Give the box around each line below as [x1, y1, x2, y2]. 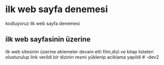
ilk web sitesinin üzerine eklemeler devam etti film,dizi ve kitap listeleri [5, 48, 154, 54]
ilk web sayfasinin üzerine [5, 35, 91, 44]
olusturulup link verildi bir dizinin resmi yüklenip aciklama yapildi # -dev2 [5, 54, 159, 60]
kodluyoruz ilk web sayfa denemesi [5, 20, 80, 26]
